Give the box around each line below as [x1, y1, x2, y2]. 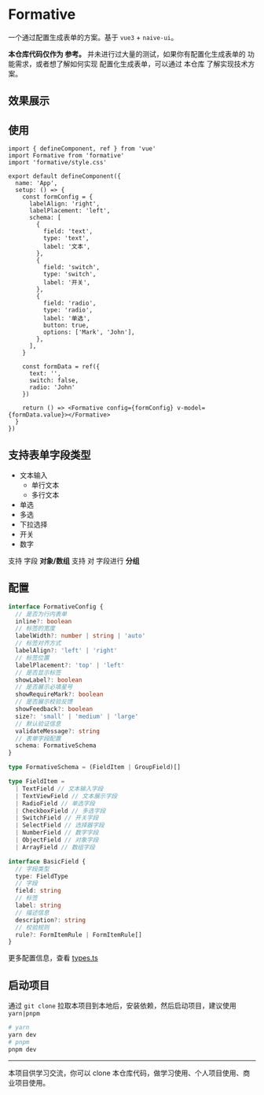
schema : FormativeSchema [15, 742, 97, 749]
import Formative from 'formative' [8, 152, 125, 160]
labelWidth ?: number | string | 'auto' [15, 632, 146, 640]
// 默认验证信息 [15, 720, 61, 727]
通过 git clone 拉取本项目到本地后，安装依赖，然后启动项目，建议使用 [8, 1001, 237, 1011]
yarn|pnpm [8, 1010, 41, 1018]
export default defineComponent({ [8, 172, 122, 180]
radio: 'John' [28, 383, 76, 391]
